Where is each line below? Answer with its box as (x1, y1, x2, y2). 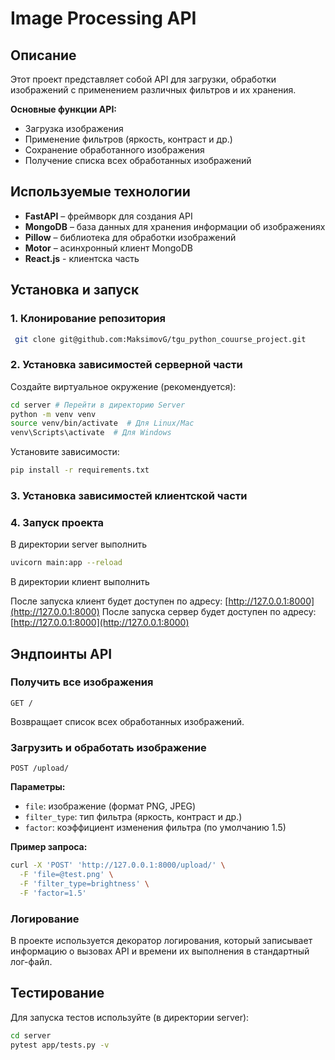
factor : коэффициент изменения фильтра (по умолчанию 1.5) (24, 822, 287, 834)
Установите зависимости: (10, 446, 120, 458)
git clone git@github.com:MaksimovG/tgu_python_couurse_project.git (14, 334, 307, 344)
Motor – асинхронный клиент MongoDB (24, 242, 193, 254)
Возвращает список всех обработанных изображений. (10, 715, 245, 727)
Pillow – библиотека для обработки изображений (24, 231, 237, 243)
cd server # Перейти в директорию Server (10, 400, 186, 410)
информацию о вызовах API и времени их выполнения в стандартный (10, 945, 310, 957)
